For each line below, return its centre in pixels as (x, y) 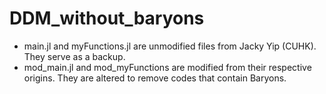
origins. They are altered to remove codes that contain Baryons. (155, 78)
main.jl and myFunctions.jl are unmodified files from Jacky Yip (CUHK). (170, 46)
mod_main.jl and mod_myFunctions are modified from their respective (167, 67)
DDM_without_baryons (107, 18)
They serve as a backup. (74, 56)
